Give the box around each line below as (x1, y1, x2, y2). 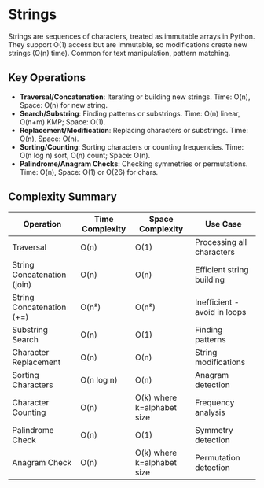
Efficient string (195, 264, 249, 275)
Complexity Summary (8, 190, 118, 204)
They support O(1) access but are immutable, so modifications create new (8, 39, 247, 49)
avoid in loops (195, 306, 247, 317)
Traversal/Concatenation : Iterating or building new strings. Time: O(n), (19, 92, 251, 102)
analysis (195, 407, 225, 418)
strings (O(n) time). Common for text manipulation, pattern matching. (8, 48, 231, 57)
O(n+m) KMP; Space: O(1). (19, 116, 106, 127)
